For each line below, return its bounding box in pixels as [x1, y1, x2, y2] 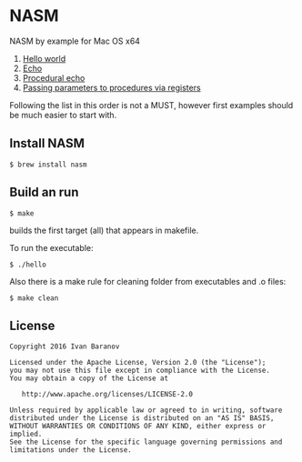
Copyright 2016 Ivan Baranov [9, 342, 120, 351]
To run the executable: [9, 242, 94, 253]
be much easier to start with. [9, 109, 117, 120]
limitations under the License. [9, 446, 132, 455]
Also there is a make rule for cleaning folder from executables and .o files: [9, 276, 287, 286]
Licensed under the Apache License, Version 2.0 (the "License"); [9, 358, 267, 367]
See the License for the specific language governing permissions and [9, 437, 283, 447]
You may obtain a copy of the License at [9, 374, 169, 383]
